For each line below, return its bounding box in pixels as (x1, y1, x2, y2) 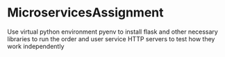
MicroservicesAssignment (7, 5, 165, 21)
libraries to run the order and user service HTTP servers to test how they (7, 34, 215, 43)
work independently (7, 42, 65, 50)
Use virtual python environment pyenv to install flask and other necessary (7, 27, 219, 36)
